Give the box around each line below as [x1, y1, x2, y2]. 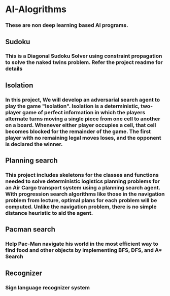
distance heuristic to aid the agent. [5, 210, 93, 217]
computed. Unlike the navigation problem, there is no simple [5, 203, 157, 210]
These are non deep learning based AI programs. [5, 22, 128, 29]
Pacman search [5, 225, 56, 234]
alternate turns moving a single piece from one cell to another [5, 115, 161, 122]
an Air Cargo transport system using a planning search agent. [5, 184, 161, 191]
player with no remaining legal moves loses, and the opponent [5, 134, 161, 141]
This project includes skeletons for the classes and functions [5, 172, 159, 179]
